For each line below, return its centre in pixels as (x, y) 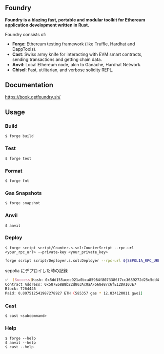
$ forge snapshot (23, 203)
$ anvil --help (20, 343)
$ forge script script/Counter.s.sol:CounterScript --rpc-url (70, 248)
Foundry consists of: (26, 34)
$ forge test (18, 158)
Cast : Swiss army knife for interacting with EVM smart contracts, (77, 54)
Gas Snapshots (23, 193)
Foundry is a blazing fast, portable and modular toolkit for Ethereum (75, 20)
